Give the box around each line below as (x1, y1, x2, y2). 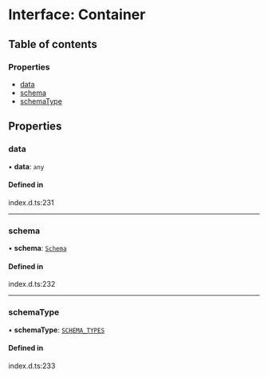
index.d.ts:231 (8, 197, 54, 207)
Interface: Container (8, 6, 146, 24)
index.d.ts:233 (8, 361, 56, 371)
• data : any (8, 161, 45, 171)
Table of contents (8, 38, 97, 51)
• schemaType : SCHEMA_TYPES (8, 325, 105, 335)
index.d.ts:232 (8, 280, 56, 289)
